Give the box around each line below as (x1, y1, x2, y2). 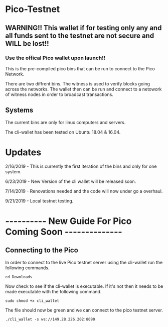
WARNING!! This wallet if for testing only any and (5, 24, 162, 32)
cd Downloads (5, 274, 33, 279)
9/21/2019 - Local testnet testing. (5, 197, 74, 204)
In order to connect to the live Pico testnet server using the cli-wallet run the (5, 259, 163, 265)
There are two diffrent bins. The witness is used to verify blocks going (5, 80, 150, 86)
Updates (5, 147, 42, 158)
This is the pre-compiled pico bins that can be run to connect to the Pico (5, 65, 155, 71)
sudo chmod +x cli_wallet (5, 298, 59, 303)
